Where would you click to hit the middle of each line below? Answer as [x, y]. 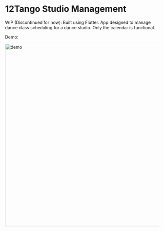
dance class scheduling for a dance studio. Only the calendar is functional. [80, 27]
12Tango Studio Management [66, 9]
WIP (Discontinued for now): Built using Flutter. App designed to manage [78, 22]
